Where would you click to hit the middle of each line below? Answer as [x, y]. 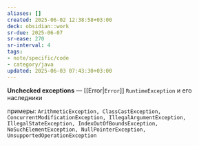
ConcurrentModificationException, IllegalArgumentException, [97, 117]
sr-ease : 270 [26, 39]
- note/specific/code [38, 58]
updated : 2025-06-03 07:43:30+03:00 [60, 71]
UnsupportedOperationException [52, 135]
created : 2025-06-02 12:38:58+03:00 [60, 20]
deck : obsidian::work [38, 26]
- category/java [30, 64]
